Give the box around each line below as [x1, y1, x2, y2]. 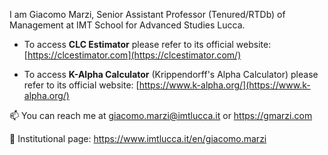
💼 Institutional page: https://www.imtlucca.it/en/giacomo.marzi [9, 133, 267, 144]
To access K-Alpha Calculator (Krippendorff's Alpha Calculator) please [23, 69, 319, 80]
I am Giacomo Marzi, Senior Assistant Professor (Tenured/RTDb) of [9, 9, 286, 20]
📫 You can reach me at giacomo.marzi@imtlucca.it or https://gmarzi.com [9, 110, 313, 121]
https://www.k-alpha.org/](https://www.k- [138, 79, 311, 91]
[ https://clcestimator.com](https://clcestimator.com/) [23, 49, 242, 61]
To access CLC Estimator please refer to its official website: [23, 39, 272, 50]
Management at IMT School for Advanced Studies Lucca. [9, 19, 246, 31]
